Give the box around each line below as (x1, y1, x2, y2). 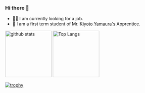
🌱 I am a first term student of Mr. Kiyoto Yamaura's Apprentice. (12, 21, 141, 27)
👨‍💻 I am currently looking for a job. (12, 16, 83, 22)
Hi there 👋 (5, 4, 30, 11)
